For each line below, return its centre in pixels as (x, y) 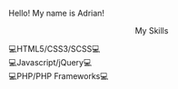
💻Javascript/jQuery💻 (50, 62)
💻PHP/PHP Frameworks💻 (59, 76)
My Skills (152, 30)
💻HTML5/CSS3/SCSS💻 (54, 49)
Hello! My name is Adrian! (57, 13)
